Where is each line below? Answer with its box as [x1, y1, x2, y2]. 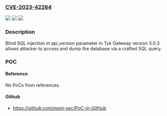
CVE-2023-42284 [5, 4, 52, 11]
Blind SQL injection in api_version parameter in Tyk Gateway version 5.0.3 [5, 40, 160, 46]
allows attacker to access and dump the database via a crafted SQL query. [5, 45, 162, 51]
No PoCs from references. [5, 82, 60, 88]
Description [5, 28, 35, 36]
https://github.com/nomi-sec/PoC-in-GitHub [12, 105, 106, 111]
